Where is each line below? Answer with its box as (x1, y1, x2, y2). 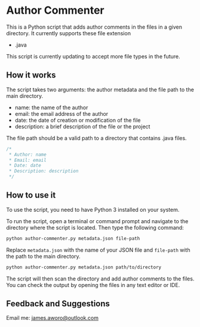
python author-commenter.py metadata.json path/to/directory (6, 264, 162, 270)
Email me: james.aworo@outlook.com (6, 314, 99, 322)
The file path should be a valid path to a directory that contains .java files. (6, 134, 187, 141)
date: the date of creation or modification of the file (14, 116, 141, 124)
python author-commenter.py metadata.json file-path (6, 235, 140, 242)
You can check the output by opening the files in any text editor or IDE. (6, 281, 180, 288)
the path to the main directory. (6, 252, 81, 260)
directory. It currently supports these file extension (6, 29, 131, 36)
